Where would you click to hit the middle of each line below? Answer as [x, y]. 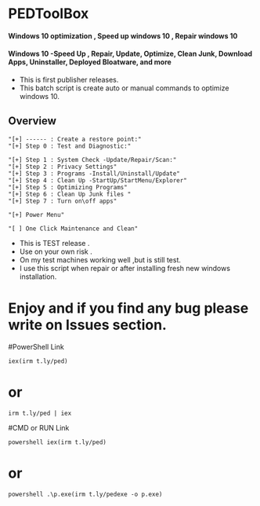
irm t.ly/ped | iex [40, 413]
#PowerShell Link [36, 346]
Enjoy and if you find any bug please [128, 308]
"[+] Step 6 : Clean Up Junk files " [70, 194]
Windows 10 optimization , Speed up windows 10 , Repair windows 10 [123, 35]
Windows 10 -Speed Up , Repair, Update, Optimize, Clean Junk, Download [130, 54]
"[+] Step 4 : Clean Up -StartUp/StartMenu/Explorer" [98, 180]
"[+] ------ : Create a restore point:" [75, 139]
